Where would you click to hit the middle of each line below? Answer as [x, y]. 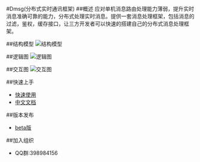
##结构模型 [20, 44]
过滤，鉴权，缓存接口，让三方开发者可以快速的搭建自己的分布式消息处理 [95, 24]
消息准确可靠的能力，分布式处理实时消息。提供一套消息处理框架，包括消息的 [100, 16]
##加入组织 [20, 140]
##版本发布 [20, 115]
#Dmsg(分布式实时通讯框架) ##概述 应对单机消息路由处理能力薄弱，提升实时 [100, 9]
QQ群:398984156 [36, 153]
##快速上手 [20, 82]
